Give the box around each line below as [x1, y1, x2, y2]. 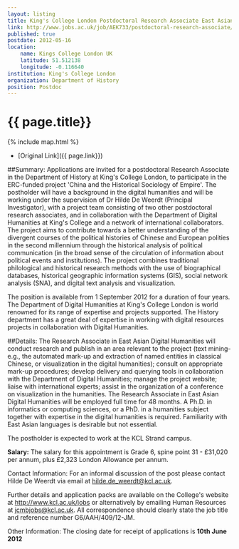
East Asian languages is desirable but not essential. [7, 420, 158, 429]
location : [7, 43, 37, 51]
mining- [208, 344, 231, 353]
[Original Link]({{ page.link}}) [17, 151, 103, 160]
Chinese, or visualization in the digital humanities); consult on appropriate [7, 359, 223, 368]
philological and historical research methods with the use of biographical [7, 264, 221, 272]
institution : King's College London [7, 70, 116, 77]
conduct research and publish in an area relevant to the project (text [7, 344, 207, 353]
